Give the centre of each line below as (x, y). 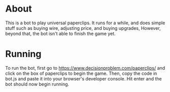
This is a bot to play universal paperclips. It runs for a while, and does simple (85, 23)
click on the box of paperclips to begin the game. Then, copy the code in (81, 73)
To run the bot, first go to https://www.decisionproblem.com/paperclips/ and (85, 68)
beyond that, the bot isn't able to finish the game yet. (60, 33)
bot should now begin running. (37, 84)
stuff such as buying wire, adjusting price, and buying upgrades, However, (83, 28)
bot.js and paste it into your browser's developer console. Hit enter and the (83, 78)
